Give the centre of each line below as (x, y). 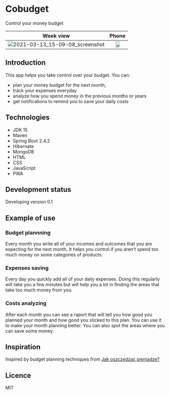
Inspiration (23, 347)
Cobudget (27, 9)
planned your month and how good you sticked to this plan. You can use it (83, 320)
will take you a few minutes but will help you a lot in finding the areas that (82, 285)
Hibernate (23, 146)
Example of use (30, 218)
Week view (56, 35)
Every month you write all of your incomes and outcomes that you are (79, 244)
